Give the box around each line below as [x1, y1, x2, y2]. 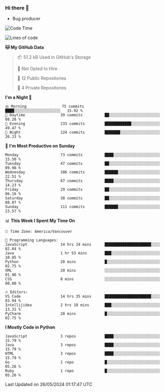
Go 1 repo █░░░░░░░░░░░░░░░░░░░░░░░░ [5, 360, 161, 365]
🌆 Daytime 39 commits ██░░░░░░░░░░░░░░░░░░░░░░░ [5, 113, 161, 118]
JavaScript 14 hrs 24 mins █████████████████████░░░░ [5, 242, 161, 247]
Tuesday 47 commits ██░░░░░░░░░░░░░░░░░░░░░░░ [5, 161, 161, 166]
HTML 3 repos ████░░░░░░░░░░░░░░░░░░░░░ [5, 351, 161, 356]
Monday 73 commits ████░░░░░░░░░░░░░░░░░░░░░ [5, 153, 161, 158]
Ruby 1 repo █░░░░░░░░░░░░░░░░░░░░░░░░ [5, 368, 161, 374]
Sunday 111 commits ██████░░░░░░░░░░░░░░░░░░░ [5, 205, 161, 210]
